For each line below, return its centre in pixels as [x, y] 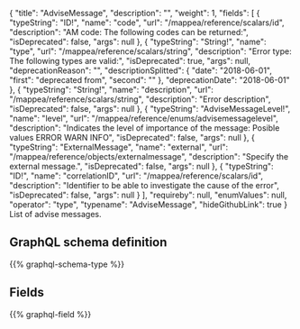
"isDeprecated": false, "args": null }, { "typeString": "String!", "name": [138, 41]
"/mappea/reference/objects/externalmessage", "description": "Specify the [149, 156]
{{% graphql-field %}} [50, 314]
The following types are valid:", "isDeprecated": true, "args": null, [130, 61]
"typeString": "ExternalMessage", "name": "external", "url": [119, 147]
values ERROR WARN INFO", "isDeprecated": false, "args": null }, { [132, 137]
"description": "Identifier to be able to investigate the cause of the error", [144, 185]
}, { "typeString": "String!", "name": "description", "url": [112, 90]
